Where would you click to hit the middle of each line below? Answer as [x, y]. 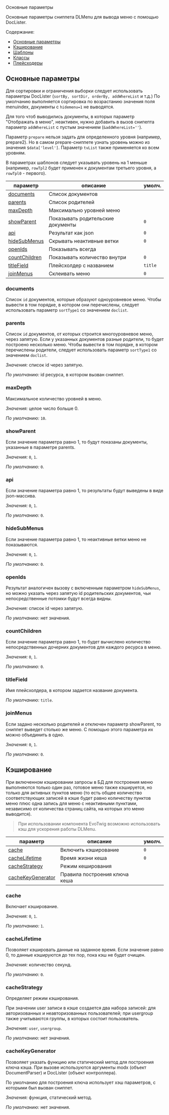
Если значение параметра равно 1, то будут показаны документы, [77, 442]
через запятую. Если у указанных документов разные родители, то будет [85, 339]
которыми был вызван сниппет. [39, 1087]
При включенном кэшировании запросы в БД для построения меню [79, 782]
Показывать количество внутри [88, 257]
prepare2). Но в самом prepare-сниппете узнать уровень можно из [78, 142]
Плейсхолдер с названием [81, 265]
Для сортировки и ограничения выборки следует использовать [74, 91]
